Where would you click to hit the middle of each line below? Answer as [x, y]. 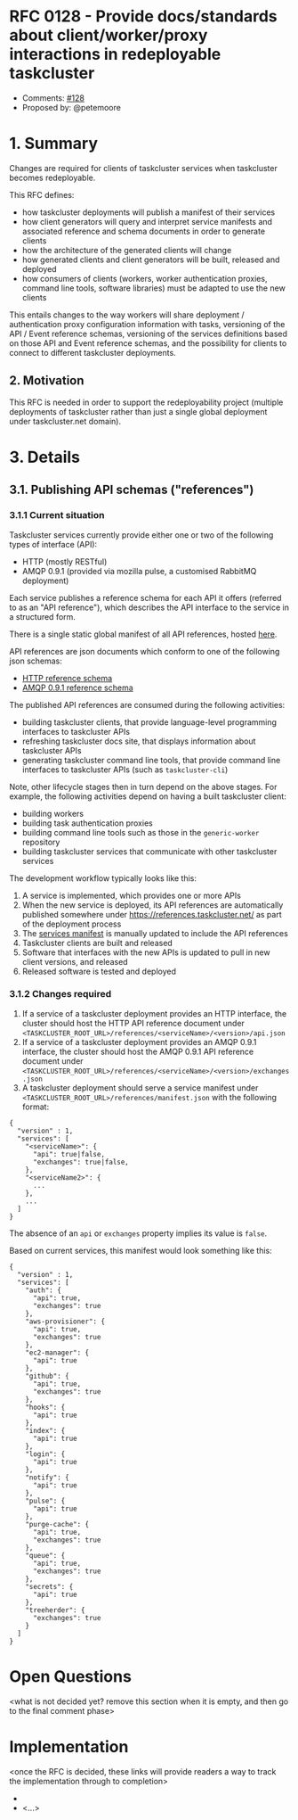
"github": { [47, 1376]
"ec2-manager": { [57, 1353]
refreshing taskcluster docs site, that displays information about [139, 741]
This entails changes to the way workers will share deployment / [127, 315]
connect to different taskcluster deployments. [93, 352]
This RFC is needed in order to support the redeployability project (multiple [146, 402]
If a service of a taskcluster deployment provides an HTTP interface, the [154, 1013]
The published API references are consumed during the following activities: [147, 704]
